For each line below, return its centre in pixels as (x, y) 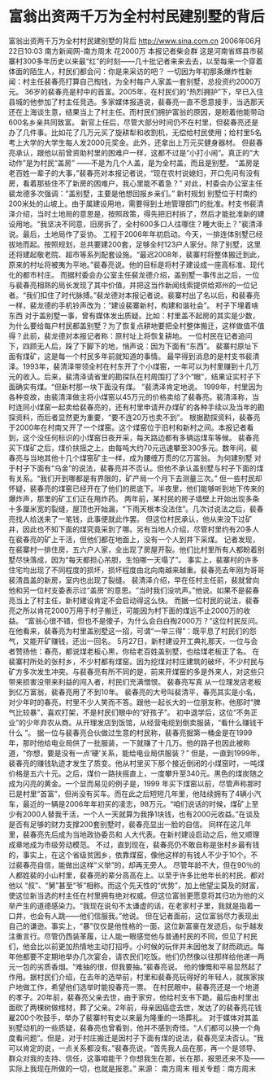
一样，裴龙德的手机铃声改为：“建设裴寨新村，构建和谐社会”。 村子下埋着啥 (134, 305)
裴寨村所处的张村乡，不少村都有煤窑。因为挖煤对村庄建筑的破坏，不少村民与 (136, 661)
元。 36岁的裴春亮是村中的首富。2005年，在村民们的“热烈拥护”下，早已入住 (136, 91)
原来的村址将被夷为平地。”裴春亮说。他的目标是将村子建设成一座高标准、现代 (136, 265)
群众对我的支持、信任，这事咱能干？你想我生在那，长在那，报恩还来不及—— (136, 1058)
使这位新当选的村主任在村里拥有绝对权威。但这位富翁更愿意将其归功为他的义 (136, 895)
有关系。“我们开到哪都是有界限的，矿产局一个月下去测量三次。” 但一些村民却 (135, 478)
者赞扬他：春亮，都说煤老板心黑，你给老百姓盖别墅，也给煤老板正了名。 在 (134, 651)
